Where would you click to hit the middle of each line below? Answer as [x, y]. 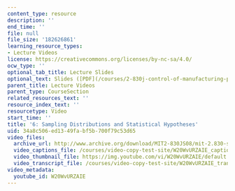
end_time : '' [26, 27]
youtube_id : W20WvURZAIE [50, 176]
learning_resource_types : [45, 46]
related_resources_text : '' [48, 99]
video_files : [26, 137]
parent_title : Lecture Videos [51, 85]
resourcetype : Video [37, 111]
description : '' [31, 20]
